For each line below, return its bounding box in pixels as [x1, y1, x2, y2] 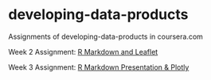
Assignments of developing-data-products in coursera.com [8, 32, 203, 41]
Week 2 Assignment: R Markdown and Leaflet [8, 47, 158, 56]
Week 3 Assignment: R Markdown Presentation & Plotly [8, 62, 190, 72]
